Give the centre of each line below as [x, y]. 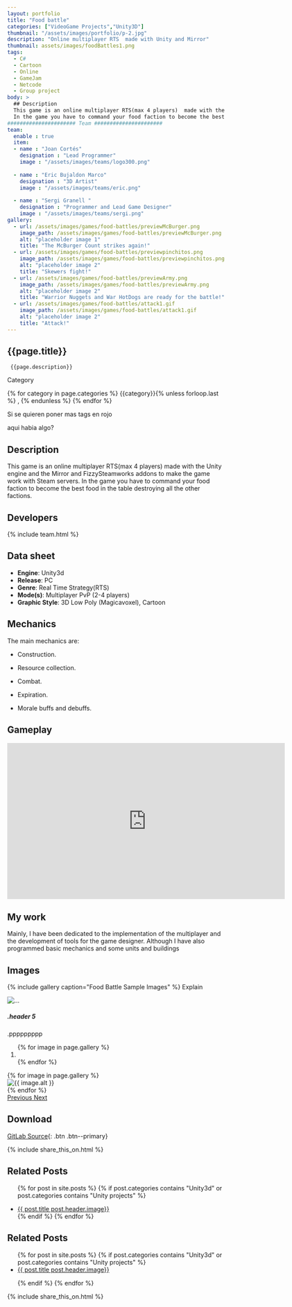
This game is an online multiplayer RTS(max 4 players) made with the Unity [114, 466]
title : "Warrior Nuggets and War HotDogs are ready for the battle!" [122, 298]
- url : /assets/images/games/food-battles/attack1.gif [94, 304]
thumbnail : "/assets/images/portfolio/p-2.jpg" [77, 33]
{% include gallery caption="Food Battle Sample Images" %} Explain [105, 987]
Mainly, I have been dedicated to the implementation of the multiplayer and [114, 934]
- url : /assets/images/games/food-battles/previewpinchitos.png [108, 253]
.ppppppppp [25, 1034]
